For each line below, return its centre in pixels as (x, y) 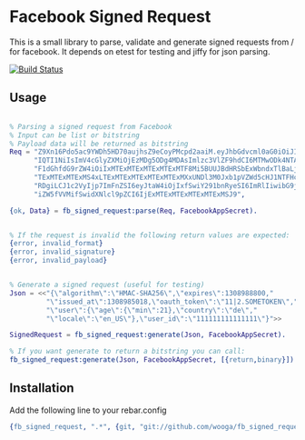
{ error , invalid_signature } (63, 252)
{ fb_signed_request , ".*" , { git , (73, 426)
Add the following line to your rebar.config (88, 410)
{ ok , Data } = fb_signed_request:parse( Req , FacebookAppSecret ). (133, 211)
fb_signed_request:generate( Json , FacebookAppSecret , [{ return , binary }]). (154, 360)
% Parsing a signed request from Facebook (91, 126)
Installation (42, 388)
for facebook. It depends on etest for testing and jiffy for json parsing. (140, 51)
